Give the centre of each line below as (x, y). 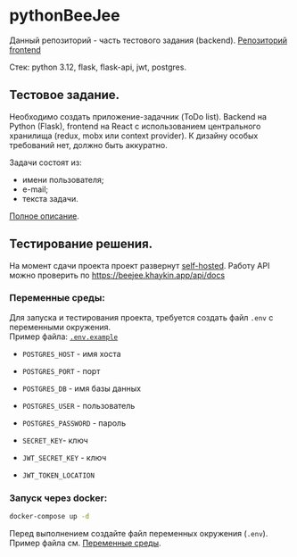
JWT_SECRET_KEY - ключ (64, 457)
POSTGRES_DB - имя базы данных (81, 388)
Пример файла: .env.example (64, 337)
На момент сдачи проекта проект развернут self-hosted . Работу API (140, 265)
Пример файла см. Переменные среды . (86, 543)
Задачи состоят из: (45, 162)
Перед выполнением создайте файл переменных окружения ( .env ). (139, 534)
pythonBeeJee (65, 16)
